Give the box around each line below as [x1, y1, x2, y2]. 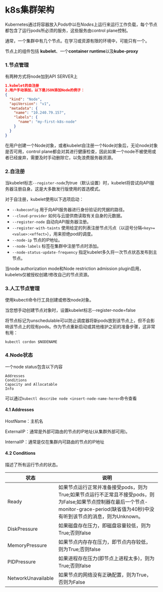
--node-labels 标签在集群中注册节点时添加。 [12, 243, 101, 249]
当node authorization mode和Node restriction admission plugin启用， [5, 266, 144, 271]
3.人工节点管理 [5, 285, 40, 292]
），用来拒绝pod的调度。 [47, 231, 96, 237]
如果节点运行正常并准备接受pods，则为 [58, 484, 148, 491]
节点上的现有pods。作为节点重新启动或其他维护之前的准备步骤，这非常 [13, 324, 155, 330]
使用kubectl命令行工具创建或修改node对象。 [5, 297, 94, 303]
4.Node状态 [5, 352, 33, 359]
